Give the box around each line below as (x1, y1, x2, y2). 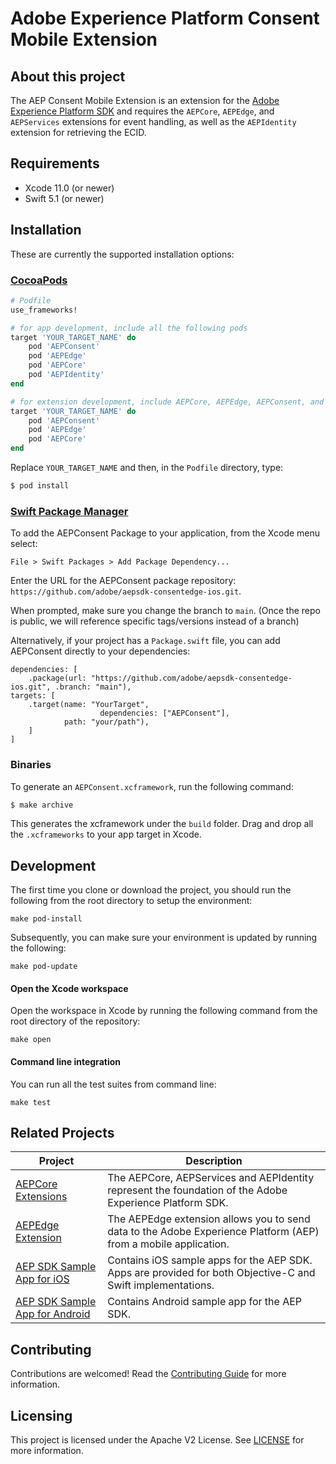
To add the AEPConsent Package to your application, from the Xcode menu (10, 527, 321, 539)
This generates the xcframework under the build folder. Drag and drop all (10, 818, 314, 830)
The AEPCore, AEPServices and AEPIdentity (107, 1171, 315, 1185)
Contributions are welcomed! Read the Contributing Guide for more (10, 1368, 287, 1380)
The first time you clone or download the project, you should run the (10, 884, 292, 896)
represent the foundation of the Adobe (107, 1183, 288, 1197)
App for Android (15, 1307, 91, 1321)
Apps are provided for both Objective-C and (107, 1266, 316, 1280)
